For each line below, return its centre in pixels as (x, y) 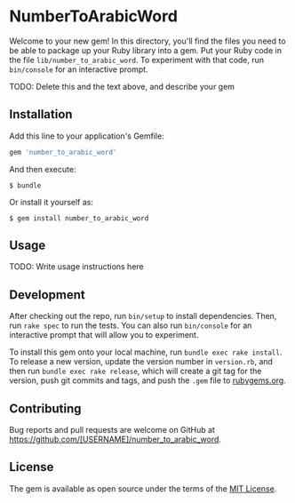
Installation (41, 114)
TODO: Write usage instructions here (76, 267)
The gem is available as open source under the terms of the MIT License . (143, 488)
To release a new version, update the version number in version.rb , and (141, 362)
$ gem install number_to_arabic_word (79, 218)
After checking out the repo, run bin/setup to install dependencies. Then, (143, 316)
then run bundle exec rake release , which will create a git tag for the (136, 371)
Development (48, 295)
